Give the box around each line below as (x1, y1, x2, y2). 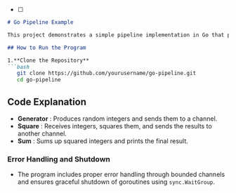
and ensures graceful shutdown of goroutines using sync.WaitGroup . (17, 178, 216, 186)
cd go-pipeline (16, 76, 61, 84)
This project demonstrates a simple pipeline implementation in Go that (7, 31, 225, 39)
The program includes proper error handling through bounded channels (17, 171, 225, 179)
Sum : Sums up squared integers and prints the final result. (17, 136, 188, 145)
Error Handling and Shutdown (7, 154, 111, 164)
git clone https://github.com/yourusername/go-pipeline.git (16, 69, 197, 77)
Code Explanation (7, 95, 86, 107)
